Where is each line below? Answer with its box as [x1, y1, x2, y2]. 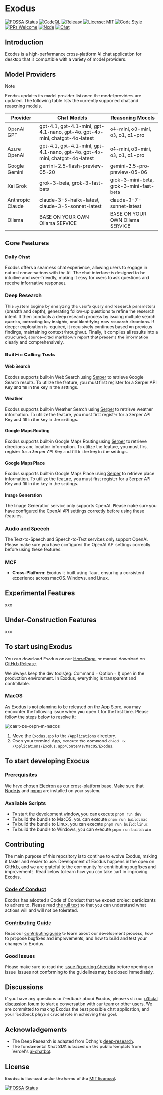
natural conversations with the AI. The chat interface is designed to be [5, 270, 146, 275]
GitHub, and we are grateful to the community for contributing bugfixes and [5, 864, 156, 870]
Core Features [5, 239, 49, 247]
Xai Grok [7, 182, 27, 189]
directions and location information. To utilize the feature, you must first [5, 444, 148, 450]
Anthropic [7, 196, 30, 203]
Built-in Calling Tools [5, 351, 55, 358]
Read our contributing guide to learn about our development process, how [5, 931, 154, 936]
